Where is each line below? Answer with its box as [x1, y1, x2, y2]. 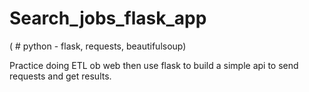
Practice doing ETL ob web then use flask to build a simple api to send [9, 59, 299, 71]
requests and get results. [9, 70, 112, 82]
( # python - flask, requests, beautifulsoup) [9, 40, 187, 52]
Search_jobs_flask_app [9, 7, 207, 30]
